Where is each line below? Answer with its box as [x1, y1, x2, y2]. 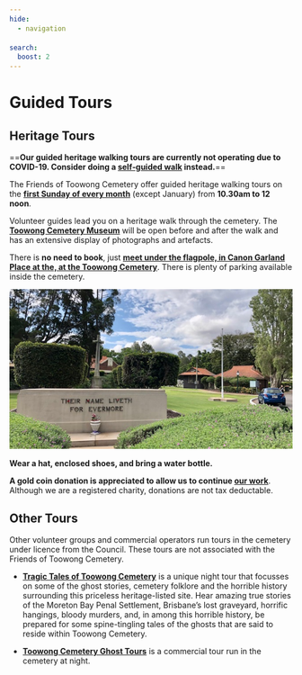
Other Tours [9, 511, 78, 526]
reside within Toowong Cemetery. [22, 628, 147, 639]
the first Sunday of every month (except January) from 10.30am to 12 [9, 189, 271, 200]
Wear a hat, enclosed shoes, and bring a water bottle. [9, 457, 213, 468]
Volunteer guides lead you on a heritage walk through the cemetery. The [9, 216, 278, 227]
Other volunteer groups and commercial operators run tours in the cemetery [9, 535, 291, 545]
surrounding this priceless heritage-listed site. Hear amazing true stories [22, 590, 292, 601]
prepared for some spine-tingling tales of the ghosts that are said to [22, 619, 274, 630]
